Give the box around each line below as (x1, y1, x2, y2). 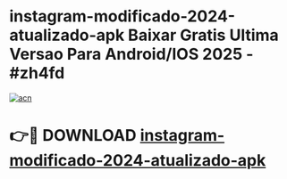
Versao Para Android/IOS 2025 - (9, 45, 254, 64)
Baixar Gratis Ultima (128, 25, 279, 45)
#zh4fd (9, 63, 65, 84)
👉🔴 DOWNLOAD (9, 126, 137, 146)
